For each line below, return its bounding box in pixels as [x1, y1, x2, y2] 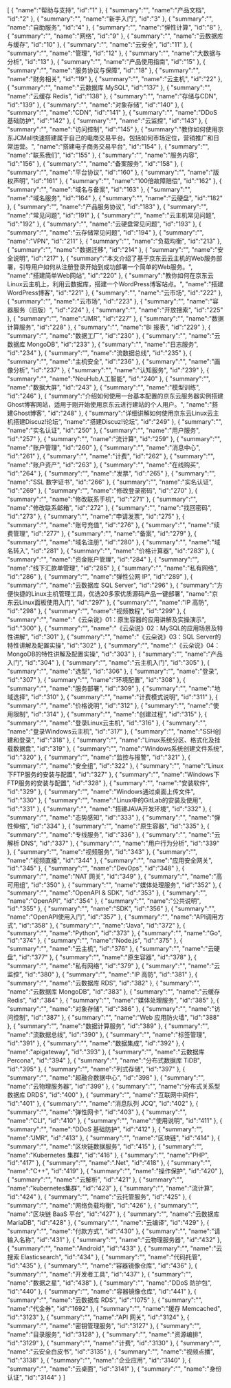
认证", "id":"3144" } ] [7, 1374, 65, 1381]
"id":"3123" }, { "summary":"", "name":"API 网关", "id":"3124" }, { [7, 1313, 190, 1321]
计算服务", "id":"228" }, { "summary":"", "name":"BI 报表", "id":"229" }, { [7, 323, 211, 331]
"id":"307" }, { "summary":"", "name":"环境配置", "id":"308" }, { [7, 676, 186, 683]
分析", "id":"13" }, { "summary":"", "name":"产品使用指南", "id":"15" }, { [7, 58, 206, 65]
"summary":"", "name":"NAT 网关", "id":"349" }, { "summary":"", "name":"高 [7, 873, 223, 880]
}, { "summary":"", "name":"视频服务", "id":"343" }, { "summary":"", [7, 848, 198, 855]
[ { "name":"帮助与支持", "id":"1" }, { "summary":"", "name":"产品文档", [7, 6, 206, 14]
